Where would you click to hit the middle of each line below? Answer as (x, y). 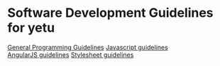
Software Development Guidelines (111, 13)
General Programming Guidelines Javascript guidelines (88, 47)
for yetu (31, 28)
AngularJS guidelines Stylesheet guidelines (71, 55)
